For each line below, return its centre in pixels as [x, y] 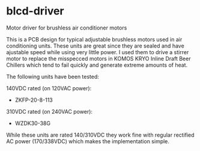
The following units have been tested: [53, 76]
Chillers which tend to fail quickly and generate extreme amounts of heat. [97, 65]
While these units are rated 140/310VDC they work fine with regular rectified [100, 135]
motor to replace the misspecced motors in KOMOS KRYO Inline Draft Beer [98, 58]
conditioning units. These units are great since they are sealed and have [95, 46]
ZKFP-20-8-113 [34, 100]
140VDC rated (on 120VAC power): [49, 88]
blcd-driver [35, 11]
